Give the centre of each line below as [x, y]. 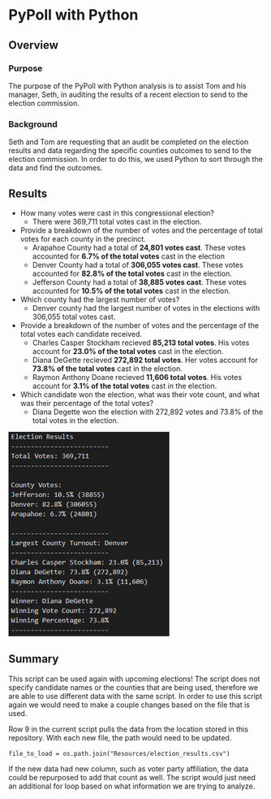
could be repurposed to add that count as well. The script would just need [132, 777]
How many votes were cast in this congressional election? [117, 212]
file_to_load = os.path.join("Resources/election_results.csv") [119, 753]
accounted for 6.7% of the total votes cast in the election [129, 256]
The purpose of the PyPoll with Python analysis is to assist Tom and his [127, 85]
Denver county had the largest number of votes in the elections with [146, 308]
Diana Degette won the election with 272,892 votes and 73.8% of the [148, 412]
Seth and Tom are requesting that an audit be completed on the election [129, 142]
